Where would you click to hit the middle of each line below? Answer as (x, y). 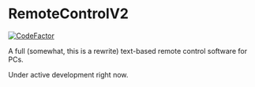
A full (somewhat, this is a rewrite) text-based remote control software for (127, 51)
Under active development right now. (68, 74)
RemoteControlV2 (68, 14)
